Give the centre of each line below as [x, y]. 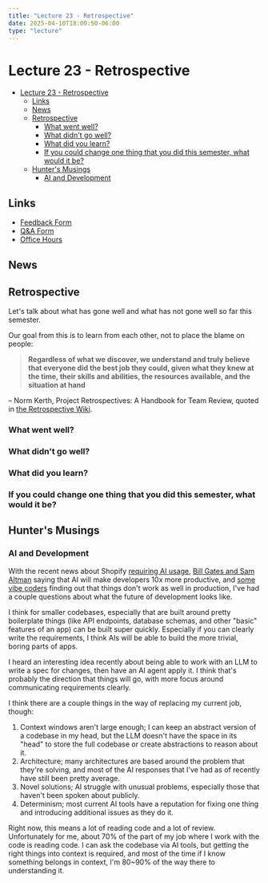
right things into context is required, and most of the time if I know [117, 853]
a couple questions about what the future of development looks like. [120, 596]
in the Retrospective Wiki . [50, 409]
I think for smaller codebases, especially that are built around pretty [120, 612]
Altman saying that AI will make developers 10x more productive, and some [132, 580]
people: [21, 344]
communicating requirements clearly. [70, 687]
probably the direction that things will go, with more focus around [116, 678]
